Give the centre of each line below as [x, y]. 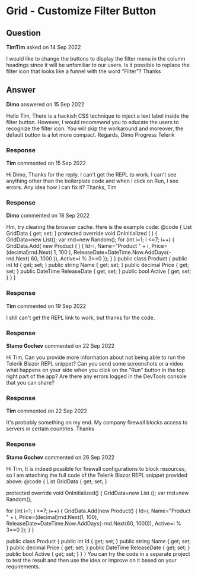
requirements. [23, 566]
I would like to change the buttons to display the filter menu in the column [96, 59]
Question [23, 33]
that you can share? [30, 383]
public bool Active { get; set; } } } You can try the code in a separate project [98, 553]
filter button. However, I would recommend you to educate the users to [92, 122]
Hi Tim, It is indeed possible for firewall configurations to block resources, [96, 468]
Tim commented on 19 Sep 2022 [46, 306]
